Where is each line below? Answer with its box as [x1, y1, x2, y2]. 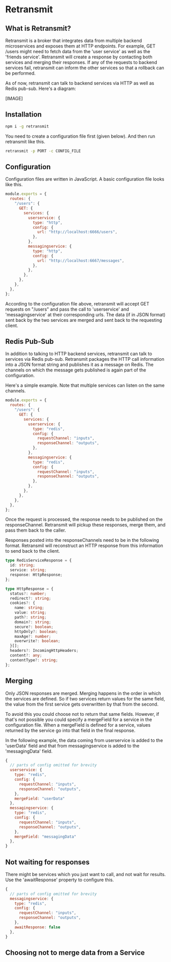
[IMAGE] [5, 96, 23, 101]
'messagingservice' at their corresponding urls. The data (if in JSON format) [5, 311, 166, 318]
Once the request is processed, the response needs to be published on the [5, 516, 163, 522]
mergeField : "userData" [14, 796, 65, 801]
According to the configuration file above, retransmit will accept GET [5, 300, 150, 307]
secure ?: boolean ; [14, 624, 54, 629]
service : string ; [10, 567, 47, 573]
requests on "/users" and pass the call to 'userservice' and [5, 306, 129, 312]
